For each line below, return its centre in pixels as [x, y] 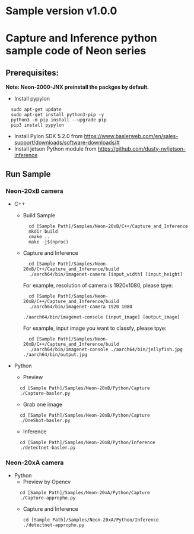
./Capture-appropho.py [48, 498]
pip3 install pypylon [38, 125]
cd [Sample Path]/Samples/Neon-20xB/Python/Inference [88, 442]
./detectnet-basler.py [48, 448]
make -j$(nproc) [48, 242]
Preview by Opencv [47, 482]
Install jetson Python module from [55, 149]
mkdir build [43, 231]
